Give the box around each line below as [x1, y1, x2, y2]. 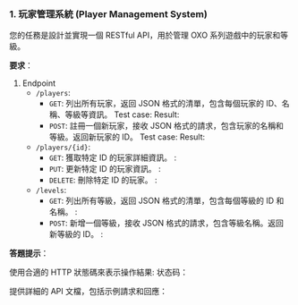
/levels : [35, 185, 67, 196]
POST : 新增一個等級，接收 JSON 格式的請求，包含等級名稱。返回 [48, 217, 285, 229]
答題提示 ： [9, 248, 49, 258]
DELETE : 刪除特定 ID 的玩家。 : [48, 174, 158, 185]
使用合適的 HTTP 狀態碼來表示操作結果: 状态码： [9, 267, 189, 278]
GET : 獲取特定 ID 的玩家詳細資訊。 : [48, 152, 177, 163]
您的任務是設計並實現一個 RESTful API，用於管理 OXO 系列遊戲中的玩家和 [9, 30, 281, 41]
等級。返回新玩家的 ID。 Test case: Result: [48, 131, 206, 142]
